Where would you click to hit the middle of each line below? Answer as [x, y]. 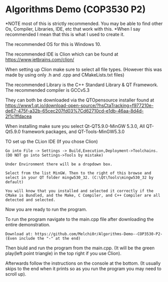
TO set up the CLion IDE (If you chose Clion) [52, 141]
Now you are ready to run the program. [46, 209]
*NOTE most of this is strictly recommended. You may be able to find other [84, 23]
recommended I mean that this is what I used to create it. [65, 34]
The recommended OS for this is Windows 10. [53, 44]
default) [15, 182]
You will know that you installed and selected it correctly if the [79, 191]
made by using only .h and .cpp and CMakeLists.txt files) [65, 74]
